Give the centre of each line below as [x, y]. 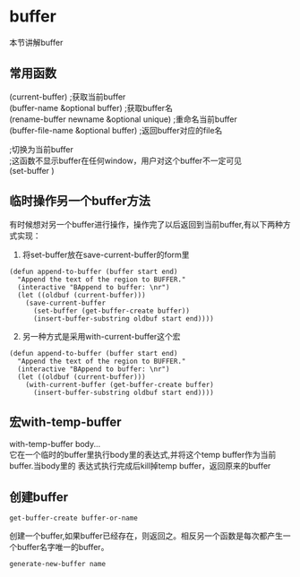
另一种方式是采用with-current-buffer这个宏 [101, 336]
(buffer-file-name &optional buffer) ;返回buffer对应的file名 [116, 130]
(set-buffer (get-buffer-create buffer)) [111, 311]
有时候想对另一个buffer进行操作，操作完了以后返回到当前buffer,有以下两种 [146, 224]
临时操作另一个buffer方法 [80, 201]
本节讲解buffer [36, 42]
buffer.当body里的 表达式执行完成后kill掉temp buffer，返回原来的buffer [140, 466]
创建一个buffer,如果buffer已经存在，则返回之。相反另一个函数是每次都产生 [146, 536]
